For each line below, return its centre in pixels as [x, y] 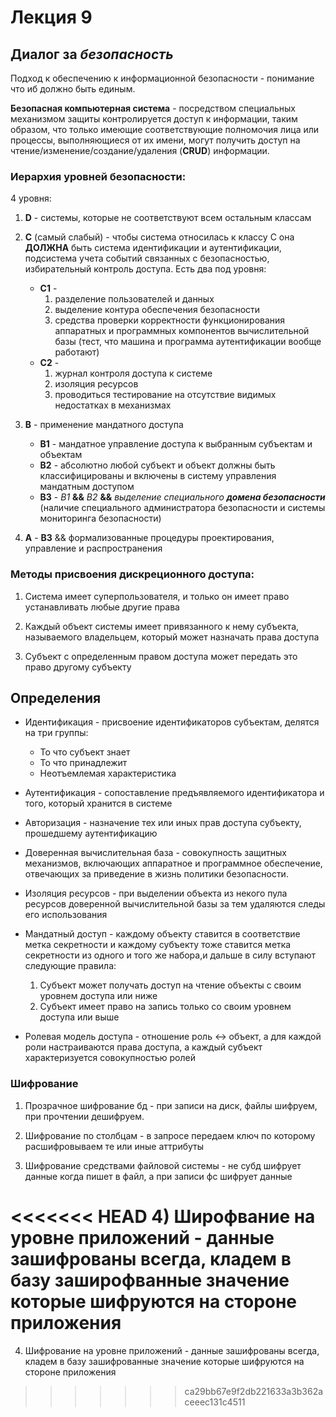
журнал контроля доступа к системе [133, 373]
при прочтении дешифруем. [84, 1116]
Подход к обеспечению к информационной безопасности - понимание [162, 78]
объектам [61, 455]
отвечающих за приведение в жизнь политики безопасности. [156, 874]
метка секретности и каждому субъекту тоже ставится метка [158, 945]
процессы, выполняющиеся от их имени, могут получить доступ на [155, 140]
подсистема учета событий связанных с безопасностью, [147, 258]
